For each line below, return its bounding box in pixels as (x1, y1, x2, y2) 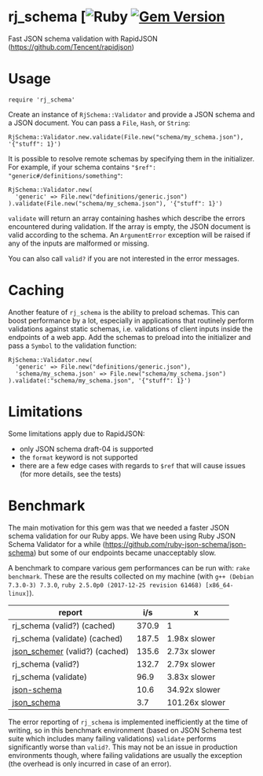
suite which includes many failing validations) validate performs (8, 734, 217, 743)
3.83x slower (166, 671, 216, 682)
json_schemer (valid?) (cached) (12, 645, 130, 656)
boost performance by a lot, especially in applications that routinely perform (8, 316, 254, 325)
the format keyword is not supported (19, 453, 138, 462)
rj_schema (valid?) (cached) (12, 620, 116, 631)
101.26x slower (166, 697, 226, 708)
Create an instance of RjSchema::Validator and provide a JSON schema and (8, 109, 255, 119)
